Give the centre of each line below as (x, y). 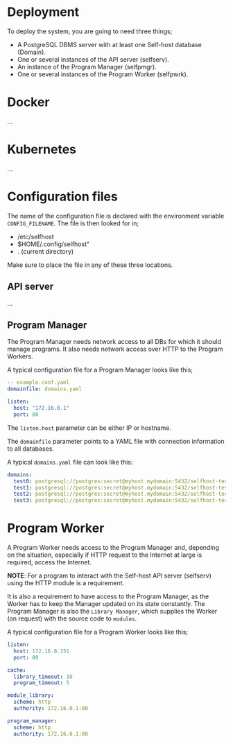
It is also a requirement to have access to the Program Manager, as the (108, 596)
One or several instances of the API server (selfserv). (93, 59)
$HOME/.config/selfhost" (53, 244)
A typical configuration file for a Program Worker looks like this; (98, 632)
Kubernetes (42, 149)
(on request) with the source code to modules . (72, 618)
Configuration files (62, 197)
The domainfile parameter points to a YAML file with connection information (116, 441)
